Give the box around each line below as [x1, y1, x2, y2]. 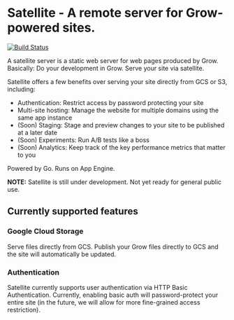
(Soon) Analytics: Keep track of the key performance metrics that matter [17, 143, 226, 151]
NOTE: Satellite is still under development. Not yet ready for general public [7, 177, 222, 186]
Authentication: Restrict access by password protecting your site [17, 98, 204, 106]
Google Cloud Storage [7, 226, 84, 236]
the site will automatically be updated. [7, 250, 117, 258]
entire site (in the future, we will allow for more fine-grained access [7, 298, 200, 306]
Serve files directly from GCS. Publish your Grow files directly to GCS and [7, 242, 219, 251]
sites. [62, 20, 96, 36]
